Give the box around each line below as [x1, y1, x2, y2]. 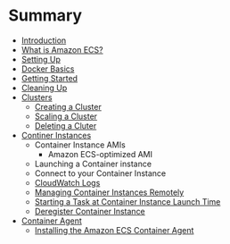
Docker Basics [21, 63, 75, 74]
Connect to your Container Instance [34, 167, 167, 179]
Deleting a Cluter [34, 120, 97, 130]
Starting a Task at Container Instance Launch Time [34, 196, 221, 206]
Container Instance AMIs [34, 139, 126, 150]
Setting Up [21, 54, 62, 64]
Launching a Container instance [34, 158, 152, 169]
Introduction [21, 35, 67, 46]
